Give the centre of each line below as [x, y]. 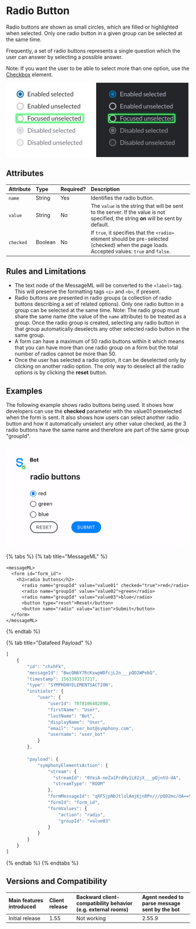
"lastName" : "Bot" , [71, 716]
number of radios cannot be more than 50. [65, 354]
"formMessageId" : [69, 796]
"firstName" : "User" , [74, 709]
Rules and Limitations [46, 271]
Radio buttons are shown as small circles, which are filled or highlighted [92, 27]
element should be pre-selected [129, 239]
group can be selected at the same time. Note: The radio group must [97, 310]
